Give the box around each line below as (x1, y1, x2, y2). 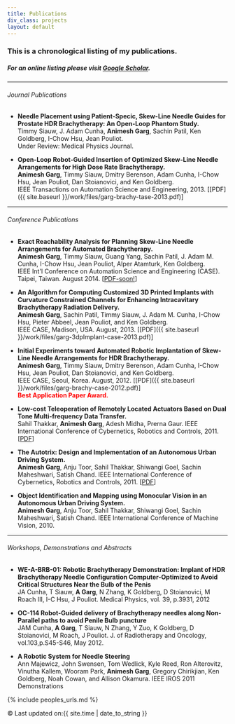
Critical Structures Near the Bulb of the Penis (17, 580, 152, 589)
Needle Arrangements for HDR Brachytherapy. (31, 353, 170, 362)
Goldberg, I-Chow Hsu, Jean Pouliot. (17, 135, 124, 143)
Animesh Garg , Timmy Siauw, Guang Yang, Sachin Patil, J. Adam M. (17, 252, 214, 260)
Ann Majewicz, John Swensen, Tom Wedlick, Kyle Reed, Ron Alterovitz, (17, 660, 223, 668)
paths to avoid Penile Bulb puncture (41, 616, 147, 624)
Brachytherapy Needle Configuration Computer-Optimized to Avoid (17, 573, 218, 581)
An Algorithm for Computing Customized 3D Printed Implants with (17, 288, 214, 296)
